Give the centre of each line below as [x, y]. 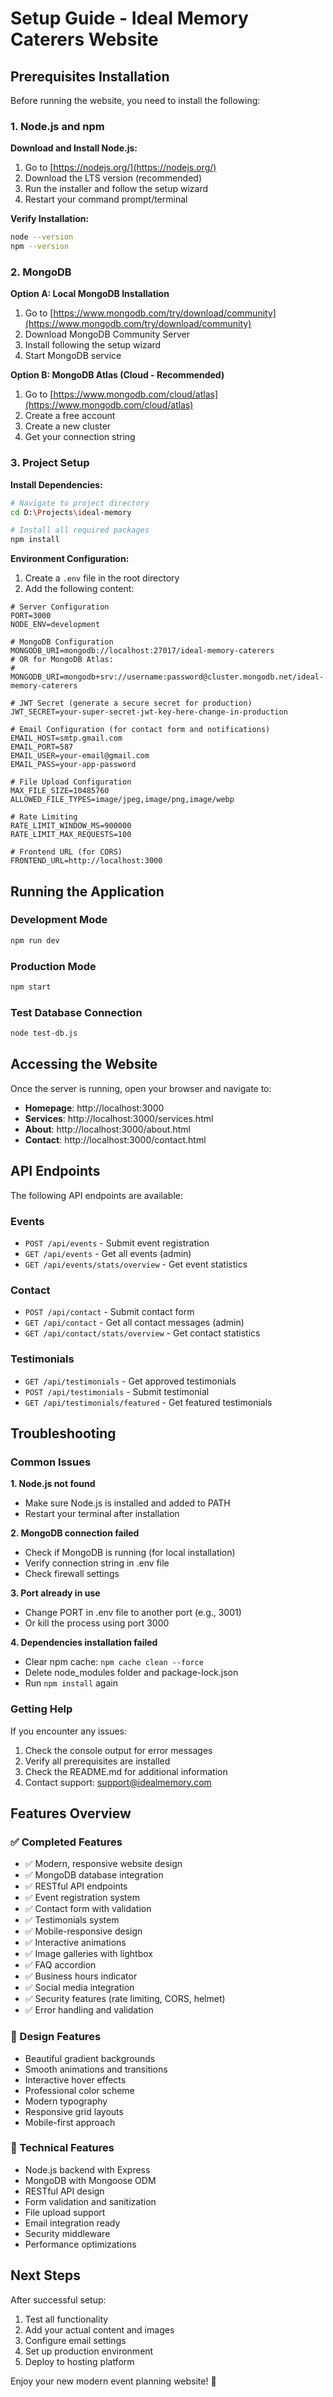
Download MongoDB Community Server [107, 334]
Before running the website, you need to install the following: [135, 100]
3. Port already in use [55, 1593]
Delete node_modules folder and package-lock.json [131, 1673]
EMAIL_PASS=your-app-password [73, 765]
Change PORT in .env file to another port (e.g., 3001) [133, 1613]
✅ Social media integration [79, 1988]
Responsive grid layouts [74, 2111]
